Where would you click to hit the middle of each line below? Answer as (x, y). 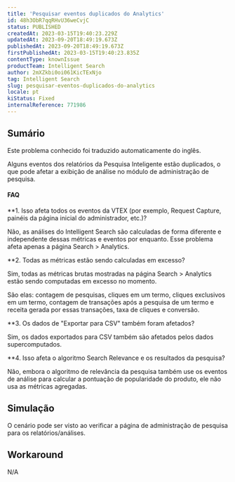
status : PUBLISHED (34, 27)
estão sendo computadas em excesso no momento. (82, 281)
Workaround (35, 455)
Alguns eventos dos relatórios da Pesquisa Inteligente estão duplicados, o (114, 164)
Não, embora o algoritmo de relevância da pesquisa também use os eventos (117, 371)
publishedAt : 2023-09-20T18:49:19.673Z (66, 46)
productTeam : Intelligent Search (56, 66)
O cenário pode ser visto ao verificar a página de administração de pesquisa (117, 425)
